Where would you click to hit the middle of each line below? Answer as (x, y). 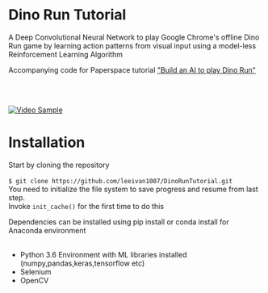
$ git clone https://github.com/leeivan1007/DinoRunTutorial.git (120, 181)
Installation (47, 142)
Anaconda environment (47, 230)
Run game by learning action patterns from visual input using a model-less (132, 45)
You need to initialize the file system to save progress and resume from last (133, 189)
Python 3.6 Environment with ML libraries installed (103, 254)
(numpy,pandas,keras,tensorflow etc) (82, 263)
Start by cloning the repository (59, 165)
